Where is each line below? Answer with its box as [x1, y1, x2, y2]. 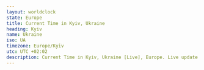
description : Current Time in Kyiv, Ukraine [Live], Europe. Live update [6, 54, 199, 60]
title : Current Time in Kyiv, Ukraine [6, 20, 105, 26]
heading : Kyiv [6, 26, 43, 32]
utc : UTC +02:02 [6, 49, 48, 55]
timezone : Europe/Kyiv [6, 43, 64, 49]
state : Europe [6, 15, 43, 21]
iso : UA [6, 37, 26, 43]
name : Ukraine [6, 32, 43, 38]
